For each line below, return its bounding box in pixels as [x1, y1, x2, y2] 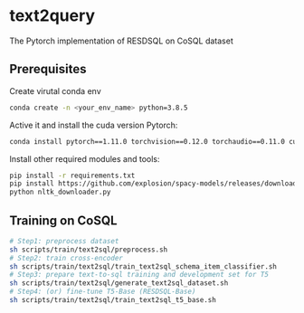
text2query [9, 5, 96, 26]
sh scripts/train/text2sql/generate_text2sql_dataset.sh [9, 279, 229, 288]
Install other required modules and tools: [9, 153, 160, 164]
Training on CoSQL [9, 213, 118, 228]
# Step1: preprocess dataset [9, 236, 119, 245]
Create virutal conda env [9, 85, 101, 96]
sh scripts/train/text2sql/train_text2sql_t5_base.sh [9, 296, 217, 305]
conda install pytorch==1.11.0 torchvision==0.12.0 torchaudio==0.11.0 [9, 137, 285, 146]
